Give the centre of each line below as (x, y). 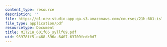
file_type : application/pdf (34, 23)
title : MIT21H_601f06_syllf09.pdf (41, 32)
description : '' (22, 14)
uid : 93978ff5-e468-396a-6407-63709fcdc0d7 (51, 37)
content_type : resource (30, 10)
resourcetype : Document (30, 28)
